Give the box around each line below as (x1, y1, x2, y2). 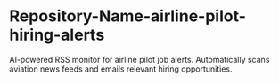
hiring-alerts (9, 25, 105, 45)
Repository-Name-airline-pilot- (9, 6, 247, 26)
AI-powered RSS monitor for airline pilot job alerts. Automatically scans (9, 54, 270, 64)
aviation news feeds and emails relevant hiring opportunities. (9, 64, 234, 74)
